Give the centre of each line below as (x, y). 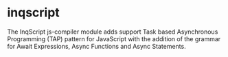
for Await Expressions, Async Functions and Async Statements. (97, 46)
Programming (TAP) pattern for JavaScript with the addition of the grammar (114, 38)
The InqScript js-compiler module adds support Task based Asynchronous (113, 32)
